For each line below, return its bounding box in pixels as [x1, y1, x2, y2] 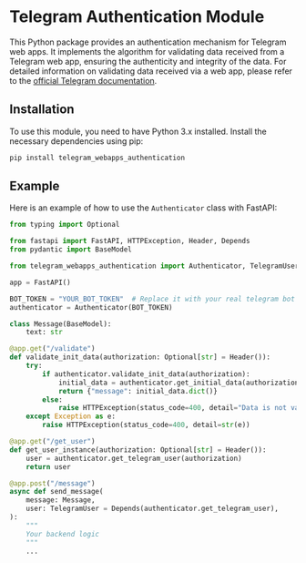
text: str [25, 328, 64, 337]
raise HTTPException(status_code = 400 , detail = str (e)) [42, 421, 250, 430]
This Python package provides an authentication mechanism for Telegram [9, 36, 287, 47]
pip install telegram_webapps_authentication [9, 153, 185, 162]
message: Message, [25, 496, 96, 505]
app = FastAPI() [9, 278, 71, 287]
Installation [9, 102, 75, 118]
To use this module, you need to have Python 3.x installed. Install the [9, 126, 267, 137]
